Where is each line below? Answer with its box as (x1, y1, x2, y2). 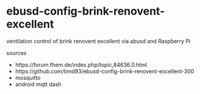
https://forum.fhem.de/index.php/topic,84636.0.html (15, 61, 148, 68)
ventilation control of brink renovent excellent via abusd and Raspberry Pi (6, 37, 191, 45)
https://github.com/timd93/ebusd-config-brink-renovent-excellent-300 (15, 67, 195, 74)
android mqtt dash (15, 81, 62, 88)
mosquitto (15, 74, 41, 81)
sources (6, 49, 27, 56)
